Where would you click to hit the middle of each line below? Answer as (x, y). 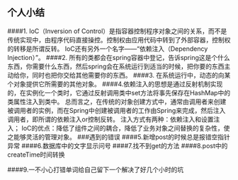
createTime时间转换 (36, 155)
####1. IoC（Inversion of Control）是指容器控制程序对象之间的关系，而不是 (117, 31)
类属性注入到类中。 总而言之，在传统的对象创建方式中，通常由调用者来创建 (117, 102)
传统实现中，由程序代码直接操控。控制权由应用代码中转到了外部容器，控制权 (119, 40)
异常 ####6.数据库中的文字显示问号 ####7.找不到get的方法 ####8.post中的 (118, 145)
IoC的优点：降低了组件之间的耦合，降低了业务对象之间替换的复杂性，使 (125, 128)
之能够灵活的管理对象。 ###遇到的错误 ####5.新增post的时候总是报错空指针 (119, 137)
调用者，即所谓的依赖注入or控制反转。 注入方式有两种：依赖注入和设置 (110, 119)
